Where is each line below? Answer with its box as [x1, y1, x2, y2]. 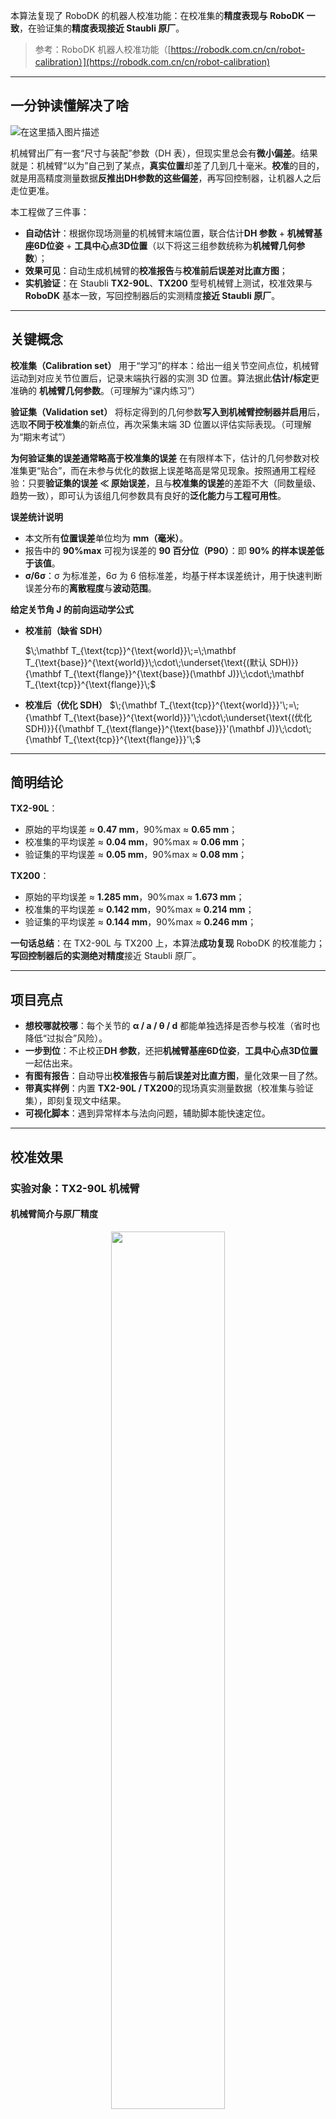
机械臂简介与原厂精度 [10, 1208, 98, 1220]
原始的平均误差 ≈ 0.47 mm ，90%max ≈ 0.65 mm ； [24, 824, 238, 836]
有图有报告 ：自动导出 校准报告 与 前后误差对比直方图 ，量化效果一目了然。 [24, 1070, 323, 1082]
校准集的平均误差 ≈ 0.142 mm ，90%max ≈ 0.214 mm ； [24, 904, 255, 916]
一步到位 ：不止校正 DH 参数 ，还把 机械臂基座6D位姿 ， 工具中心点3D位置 [24, 1045, 319, 1057]
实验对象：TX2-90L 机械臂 [10, 1181, 140, 1195]
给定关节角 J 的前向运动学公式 [10, 603, 134, 615]
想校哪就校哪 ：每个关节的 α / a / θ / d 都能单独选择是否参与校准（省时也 [24, 1020, 321, 1032]
